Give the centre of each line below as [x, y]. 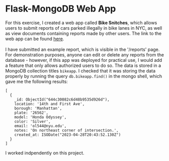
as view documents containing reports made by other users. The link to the [83, 33]
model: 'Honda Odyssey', [40, 117]
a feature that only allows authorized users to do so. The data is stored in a [83, 65]
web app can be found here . [35, 39]
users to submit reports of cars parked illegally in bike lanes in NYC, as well [84, 28]
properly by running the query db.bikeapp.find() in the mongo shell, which [84, 76]
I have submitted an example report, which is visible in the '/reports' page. [82, 49]
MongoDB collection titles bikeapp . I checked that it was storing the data [80, 70]
